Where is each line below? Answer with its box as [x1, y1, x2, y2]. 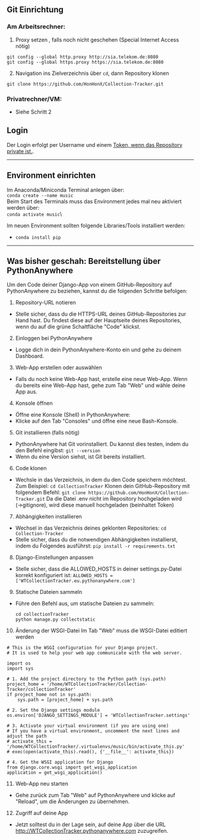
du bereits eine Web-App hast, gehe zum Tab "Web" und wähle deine [15, 382, 186, 389]
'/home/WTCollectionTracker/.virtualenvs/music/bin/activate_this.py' [7, 744, 185, 750]
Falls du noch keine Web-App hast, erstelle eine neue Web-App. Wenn [15, 376, 188, 383]
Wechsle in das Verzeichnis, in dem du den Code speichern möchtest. [15, 476, 188, 483]
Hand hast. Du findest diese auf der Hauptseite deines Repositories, [15, 317, 182, 324]
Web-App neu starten [15, 780, 69, 787]
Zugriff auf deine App [15, 810, 68, 817]
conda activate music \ [7, 210, 62, 218]
